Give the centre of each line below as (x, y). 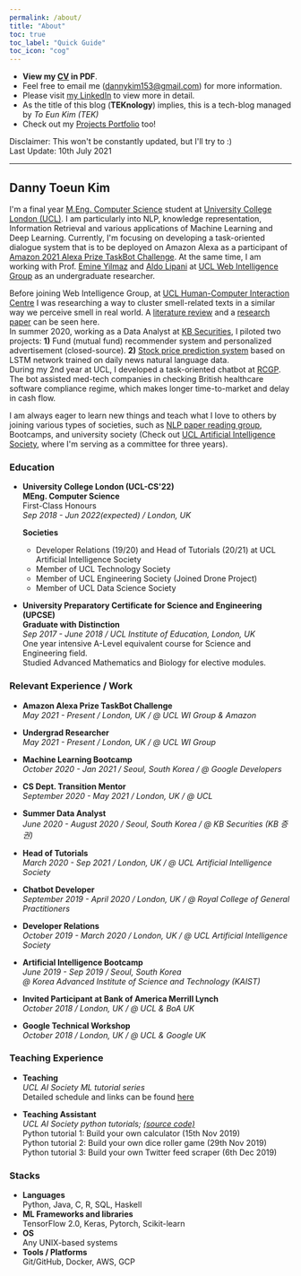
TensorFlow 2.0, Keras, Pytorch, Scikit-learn (103, 1224)
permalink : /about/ (46, 17)
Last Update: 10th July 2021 (60, 151)
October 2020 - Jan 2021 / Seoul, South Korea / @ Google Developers (152, 768)
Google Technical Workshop (76, 1025)
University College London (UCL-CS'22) (98, 487)
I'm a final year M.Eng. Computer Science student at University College (141, 209)
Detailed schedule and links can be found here (108, 1097)
